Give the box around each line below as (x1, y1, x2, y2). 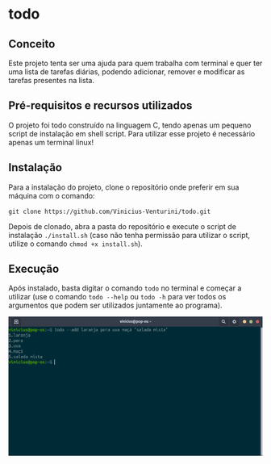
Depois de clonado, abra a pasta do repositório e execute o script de (8, 221, 236, 231)
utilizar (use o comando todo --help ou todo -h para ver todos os (8, 292, 227, 302)
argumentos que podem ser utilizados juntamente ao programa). (8, 300, 223, 311)
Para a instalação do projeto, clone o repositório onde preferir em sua (8, 182, 240, 192)
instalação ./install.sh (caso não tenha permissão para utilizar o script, (8, 230, 251, 240)
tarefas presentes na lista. (8, 76, 95, 85)
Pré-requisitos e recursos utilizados (8, 98, 193, 113)
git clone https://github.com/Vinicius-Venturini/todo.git (8, 207, 211, 215)
